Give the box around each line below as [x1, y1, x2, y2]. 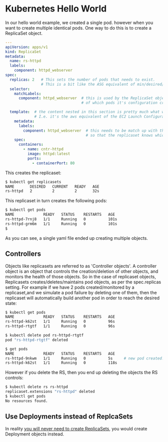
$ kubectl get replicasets [5, 179, 61, 184]
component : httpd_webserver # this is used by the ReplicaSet [18, 96, 153, 101]
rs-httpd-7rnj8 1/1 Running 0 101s [5, 217, 117, 222]
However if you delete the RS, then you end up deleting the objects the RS [5, 369, 158, 375]
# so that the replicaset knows [85, 133, 153, 138]
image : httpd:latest [27, 151, 70, 157]
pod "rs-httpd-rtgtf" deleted [5, 337, 68, 342]
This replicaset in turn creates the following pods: [5, 198, 107, 204]
